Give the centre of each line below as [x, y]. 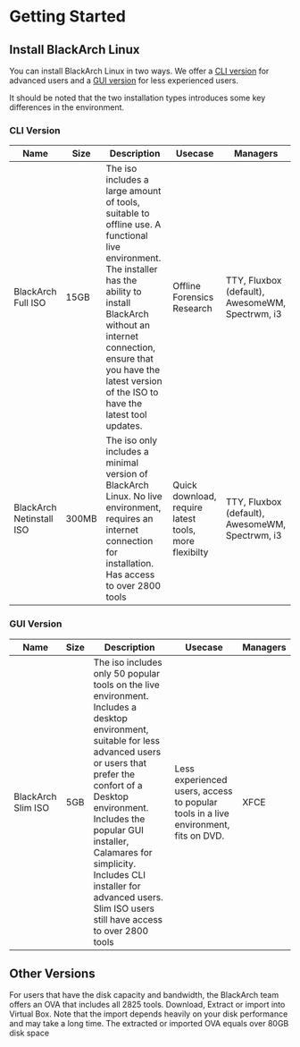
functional [127, 236]
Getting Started [68, 17]
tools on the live [126, 685]
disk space [29, 1033]
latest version [134, 381]
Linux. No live [134, 497]
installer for [117, 886]
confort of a [118, 785]
